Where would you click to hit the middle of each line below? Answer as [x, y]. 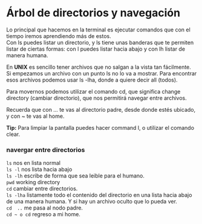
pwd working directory [33, 182]
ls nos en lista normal [33, 163]
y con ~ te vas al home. [35, 116]
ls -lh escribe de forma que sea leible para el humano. [76, 176]
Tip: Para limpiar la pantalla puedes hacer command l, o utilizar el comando [100, 127]
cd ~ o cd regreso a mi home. [43, 214]
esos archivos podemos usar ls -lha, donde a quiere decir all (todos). [92, 80]
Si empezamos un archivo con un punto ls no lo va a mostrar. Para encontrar [102, 73]
